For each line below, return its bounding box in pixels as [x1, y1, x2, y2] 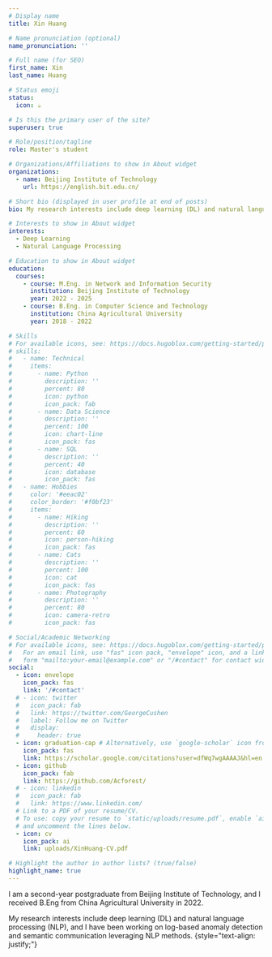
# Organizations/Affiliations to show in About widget [8, 160, 198, 169]
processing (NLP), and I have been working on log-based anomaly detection [8, 922, 263, 932]
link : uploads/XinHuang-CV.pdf [23, 845, 129, 853]
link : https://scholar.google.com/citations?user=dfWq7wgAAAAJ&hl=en [23, 754, 263, 762]
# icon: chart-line [8, 430, 104, 438]
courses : [15, 272, 45, 280]
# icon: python [8, 392, 89, 400]
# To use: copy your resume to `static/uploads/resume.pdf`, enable [15, 814, 252, 822]
